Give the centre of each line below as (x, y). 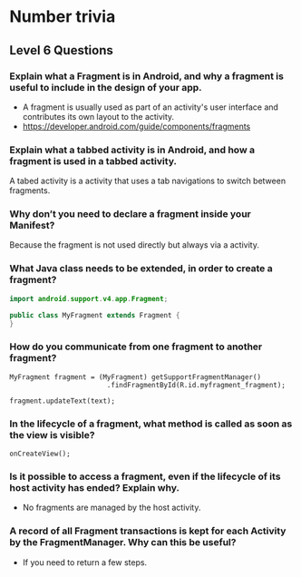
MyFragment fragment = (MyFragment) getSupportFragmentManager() (135, 377)
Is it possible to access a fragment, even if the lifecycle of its (145, 476)
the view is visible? (52, 435)
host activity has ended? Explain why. (94, 487)
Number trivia (63, 17)
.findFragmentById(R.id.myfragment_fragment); (196, 385)
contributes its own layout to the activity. (98, 116)
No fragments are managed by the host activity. (112, 508)
